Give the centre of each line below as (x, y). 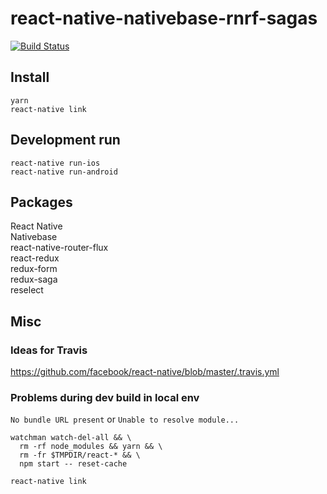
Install (30, 77)
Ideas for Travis (49, 350)
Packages (41, 202)
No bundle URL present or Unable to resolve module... (125, 419)
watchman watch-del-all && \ (71, 438)
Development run (65, 140)
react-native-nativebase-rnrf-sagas (164, 18)
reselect (27, 290)
